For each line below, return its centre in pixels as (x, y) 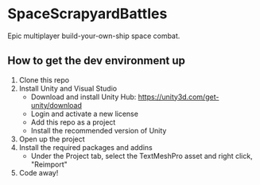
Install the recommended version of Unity (99, 130)
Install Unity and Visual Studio (68, 88)
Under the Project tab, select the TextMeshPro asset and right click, (142, 156)
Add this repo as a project (73, 122)
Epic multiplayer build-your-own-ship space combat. (94, 36)
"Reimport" (49, 164)
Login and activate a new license (84, 114)
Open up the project (52, 139)
